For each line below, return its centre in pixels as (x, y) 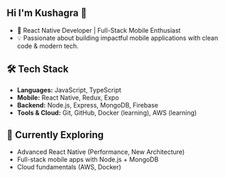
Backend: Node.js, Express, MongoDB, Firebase (88, 105)
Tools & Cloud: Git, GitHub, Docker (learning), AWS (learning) (107, 112)
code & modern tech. (48, 46)
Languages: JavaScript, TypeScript (69, 90)
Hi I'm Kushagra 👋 (47, 13)
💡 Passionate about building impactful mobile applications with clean (117, 38)
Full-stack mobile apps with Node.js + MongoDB (88, 159)
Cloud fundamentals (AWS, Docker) (69, 167)
